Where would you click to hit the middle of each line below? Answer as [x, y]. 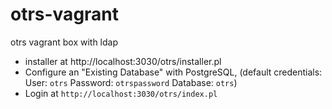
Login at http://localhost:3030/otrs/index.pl [121, 93]
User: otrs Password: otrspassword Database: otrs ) [131, 82]
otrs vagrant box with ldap [64, 42]
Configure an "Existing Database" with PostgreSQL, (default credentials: [173, 72]
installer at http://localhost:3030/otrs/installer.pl [123, 61]
